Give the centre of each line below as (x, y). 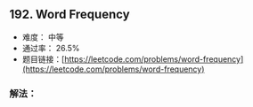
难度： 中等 (43, 37)
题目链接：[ (43, 59)
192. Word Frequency (70, 15)
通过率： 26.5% (51, 48)
